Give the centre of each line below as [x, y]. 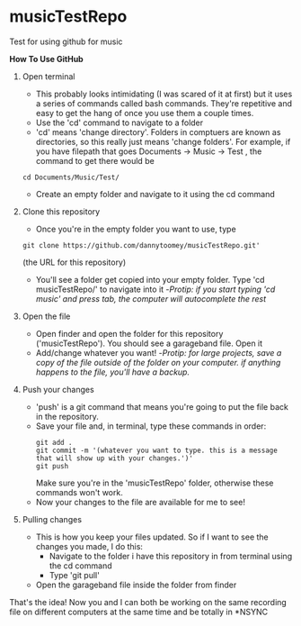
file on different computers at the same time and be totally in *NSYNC [138, 612]
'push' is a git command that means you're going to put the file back [162, 406]
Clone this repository [61, 211]
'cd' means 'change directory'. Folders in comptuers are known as [158, 132]
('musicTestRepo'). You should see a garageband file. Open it [149, 343]
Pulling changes [52, 519]
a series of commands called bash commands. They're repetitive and [164, 103]
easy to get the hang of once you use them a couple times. [145, 113]
